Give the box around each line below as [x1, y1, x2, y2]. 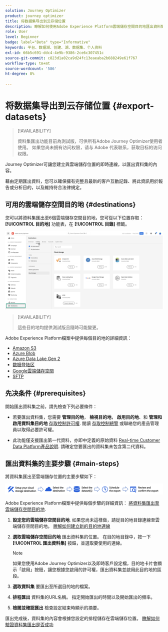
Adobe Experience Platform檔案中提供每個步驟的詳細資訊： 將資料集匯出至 [5, 500, 159, 506]
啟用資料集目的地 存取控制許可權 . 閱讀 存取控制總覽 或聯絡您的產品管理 [12, 420, 159, 426]
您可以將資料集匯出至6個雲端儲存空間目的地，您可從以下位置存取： [5, 214, 144, 220]
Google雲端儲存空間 [12, 367, 54, 373]
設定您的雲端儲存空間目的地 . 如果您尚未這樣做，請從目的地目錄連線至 [12, 516, 155, 522]
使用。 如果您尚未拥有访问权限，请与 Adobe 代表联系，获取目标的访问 [17, 144, 162, 150]
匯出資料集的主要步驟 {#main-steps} [5, 459, 119, 467]
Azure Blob [12, 350, 36, 356]
